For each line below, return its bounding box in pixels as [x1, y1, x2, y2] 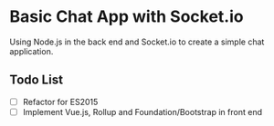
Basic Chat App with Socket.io [9, 6, 244, 27]
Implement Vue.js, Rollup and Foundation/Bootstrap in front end [22, 106, 263, 117]
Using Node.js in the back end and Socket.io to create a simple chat [9, 36, 265, 47]
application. [9, 45, 54, 56]
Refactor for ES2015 [22, 96, 99, 107]
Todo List [9, 73, 64, 88]
